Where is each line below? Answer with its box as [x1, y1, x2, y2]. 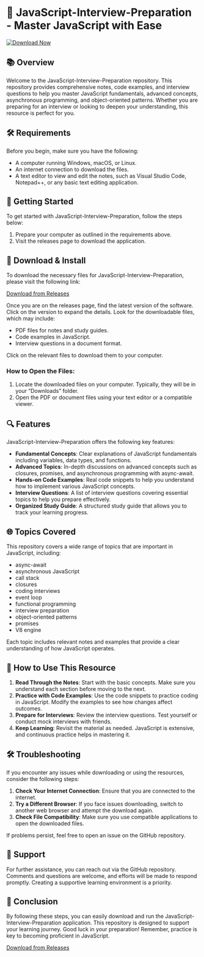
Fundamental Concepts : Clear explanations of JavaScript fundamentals [15, 450, 197, 457]
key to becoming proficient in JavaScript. [6, 932, 110, 940]
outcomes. [15, 704, 43, 712]
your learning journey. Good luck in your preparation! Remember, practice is [6, 926, 197, 933]
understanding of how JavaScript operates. [6, 645, 116, 652]
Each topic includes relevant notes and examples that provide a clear [6, 638, 180, 646]
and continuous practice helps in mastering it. [15, 731, 131, 738]
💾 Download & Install [6, 255, 86, 265]
